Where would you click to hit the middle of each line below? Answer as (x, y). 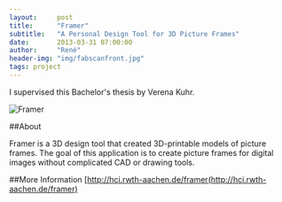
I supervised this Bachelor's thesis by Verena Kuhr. (102, 92)
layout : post (41, 17)
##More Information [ (48, 179)
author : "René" (45, 50)
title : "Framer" (49, 26)
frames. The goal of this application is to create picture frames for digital (141, 152)
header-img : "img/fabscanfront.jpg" (77, 58)
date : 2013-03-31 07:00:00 (71, 42)
